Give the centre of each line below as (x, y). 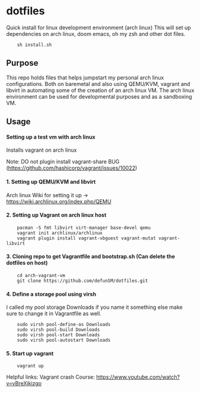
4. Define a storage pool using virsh (51, 294)
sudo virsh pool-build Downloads (59, 330)
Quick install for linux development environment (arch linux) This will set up (99, 27)
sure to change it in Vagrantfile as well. (54, 314)
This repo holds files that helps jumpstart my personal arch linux (85, 77)
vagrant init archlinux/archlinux (60, 233)
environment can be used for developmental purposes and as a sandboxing (99, 96)
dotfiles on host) (27, 263)
